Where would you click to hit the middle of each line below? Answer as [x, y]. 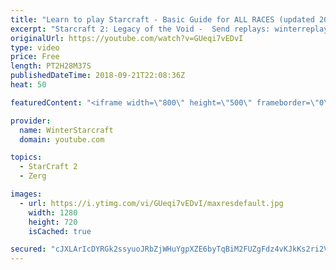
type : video [35, 47]
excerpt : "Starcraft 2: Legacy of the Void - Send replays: [140, 29]
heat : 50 [28, 85]
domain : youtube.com [62, 139]
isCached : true [60, 231]
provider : [31, 121]
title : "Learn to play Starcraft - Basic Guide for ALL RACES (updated [162, 19]
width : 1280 [53, 212]
